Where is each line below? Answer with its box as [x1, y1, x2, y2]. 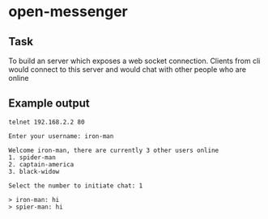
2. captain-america [8, 160, 74, 168]
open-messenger [8, 2, 128, 21]
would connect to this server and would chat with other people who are [8, 65, 247, 74]
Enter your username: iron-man [8, 132, 114, 140]
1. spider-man [8, 153, 57, 162]
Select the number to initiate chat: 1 [8, 181, 143, 190]
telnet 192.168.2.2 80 [8, 118, 85, 126]
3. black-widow [8, 167, 60, 175]
